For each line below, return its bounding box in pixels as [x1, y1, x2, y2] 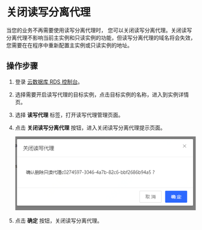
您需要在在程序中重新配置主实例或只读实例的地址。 [6, 42, 133, 49]
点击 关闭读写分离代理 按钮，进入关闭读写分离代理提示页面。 [14, 124, 166, 131]
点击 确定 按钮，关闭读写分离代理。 [14, 217, 103, 224]
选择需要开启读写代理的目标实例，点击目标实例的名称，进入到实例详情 [14, 91, 189, 98]
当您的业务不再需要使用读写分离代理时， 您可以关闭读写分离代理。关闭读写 [6, 26, 192, 34]
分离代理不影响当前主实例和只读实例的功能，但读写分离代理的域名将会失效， [6, 34, 196, 41]
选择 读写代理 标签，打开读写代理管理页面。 [14, 111, 124, 118]
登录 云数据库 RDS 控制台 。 [14, 78, 83, 85]
